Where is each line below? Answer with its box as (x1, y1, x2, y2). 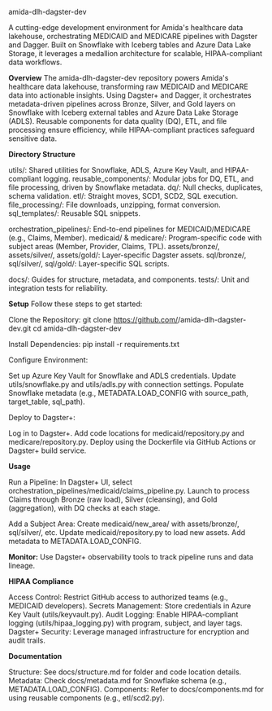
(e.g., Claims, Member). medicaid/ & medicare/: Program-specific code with (8, 233, 262, 243)
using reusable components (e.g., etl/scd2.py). (8, 693, 165, 703)
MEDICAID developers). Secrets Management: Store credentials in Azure (8, 601, 252, 610)
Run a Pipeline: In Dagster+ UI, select (8, 477, 132, 487)
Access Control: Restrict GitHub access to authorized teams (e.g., (8, 592, 229, 602)
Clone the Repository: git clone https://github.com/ (8, 315, 179, 324)
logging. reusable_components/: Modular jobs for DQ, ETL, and (43, 174, 254, 183)
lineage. (8, 561, 35, 570)
